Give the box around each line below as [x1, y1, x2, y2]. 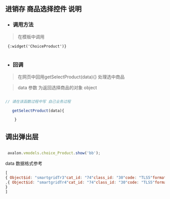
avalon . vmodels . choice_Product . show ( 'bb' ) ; [7, 151, 101, 156]
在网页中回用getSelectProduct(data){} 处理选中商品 [17, 74, 125, 80]
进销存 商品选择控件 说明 [5, 5, 82, 14]
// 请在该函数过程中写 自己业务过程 [5, 99, 71, 104]
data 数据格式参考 [5, 161, 42, 167]
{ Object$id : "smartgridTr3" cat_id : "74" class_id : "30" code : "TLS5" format [5, 175, 166, 180]
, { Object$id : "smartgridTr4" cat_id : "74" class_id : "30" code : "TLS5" [5, 180, 155, 185]
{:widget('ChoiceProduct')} [7, 43, 67, 49]
